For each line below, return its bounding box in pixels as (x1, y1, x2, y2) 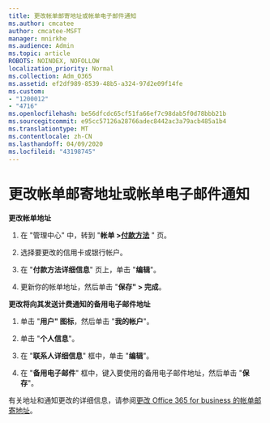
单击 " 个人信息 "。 (19, 334, 79, 344)
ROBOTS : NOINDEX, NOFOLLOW (8, 58, 100, 66)
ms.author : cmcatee (8, 19, 75, 28)
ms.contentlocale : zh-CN (8, 132, 92, 140)
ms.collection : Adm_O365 (8, 72, 92, 80)
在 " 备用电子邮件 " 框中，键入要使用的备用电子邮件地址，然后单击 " (19, 368, 243, 378)
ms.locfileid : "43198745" (8, 147, 96, 156)
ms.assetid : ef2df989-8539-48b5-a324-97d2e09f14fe (8, 79, 183, 88)
